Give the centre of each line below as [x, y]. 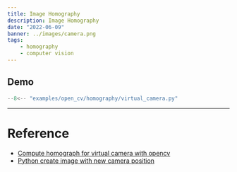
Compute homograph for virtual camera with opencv [94, 153]
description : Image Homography [53, 21]
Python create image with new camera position [86, 161]
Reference [38, 133]
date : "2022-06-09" [36, 27]
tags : [15, 40]
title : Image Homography [44, 14]
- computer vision [47, 54]
